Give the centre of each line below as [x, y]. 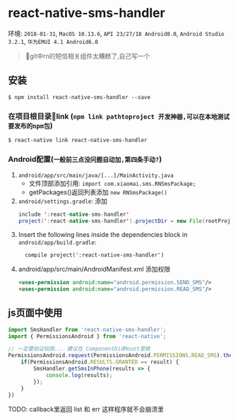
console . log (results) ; [79, 375]
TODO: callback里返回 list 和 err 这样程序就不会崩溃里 [86, 409]
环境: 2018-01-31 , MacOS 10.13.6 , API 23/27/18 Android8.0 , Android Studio [116, 33]
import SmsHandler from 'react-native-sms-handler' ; [87, 329]
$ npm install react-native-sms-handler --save [79, 97]
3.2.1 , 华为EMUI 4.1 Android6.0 [53, 41]
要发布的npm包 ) [30, 125]
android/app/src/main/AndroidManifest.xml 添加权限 [94, 269]
